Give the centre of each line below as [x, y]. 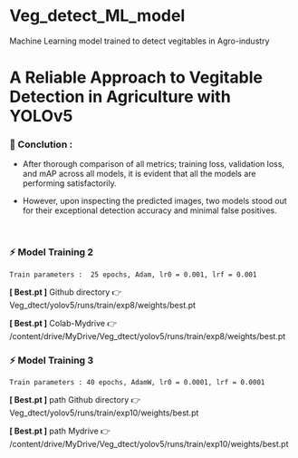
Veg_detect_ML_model [97, 16]
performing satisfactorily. [69, 183]
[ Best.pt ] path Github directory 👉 [75, 400]
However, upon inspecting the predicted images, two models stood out [154, 201]
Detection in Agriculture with [120, 97]
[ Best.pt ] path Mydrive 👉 [60, 431]
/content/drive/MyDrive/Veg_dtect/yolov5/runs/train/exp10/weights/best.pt [149, 444]
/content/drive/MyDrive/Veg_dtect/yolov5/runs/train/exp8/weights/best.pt [148, 336]
